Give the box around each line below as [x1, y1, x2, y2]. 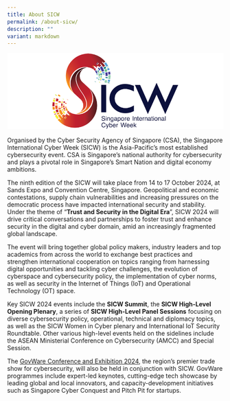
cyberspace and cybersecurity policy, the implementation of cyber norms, [7, 272, 217, 281]
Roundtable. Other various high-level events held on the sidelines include [7, 330, 214, 338]
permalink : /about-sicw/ [7, 18, 78, 25]
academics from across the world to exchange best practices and [7, 251, 193, 259]
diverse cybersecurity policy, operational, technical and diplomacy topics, [7, 314, 216, 323]
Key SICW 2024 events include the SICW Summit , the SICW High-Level [7, 300, 211, 308]
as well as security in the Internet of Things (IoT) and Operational [7, 279, 191, 288]
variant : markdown [7, 33, 60, 40]
